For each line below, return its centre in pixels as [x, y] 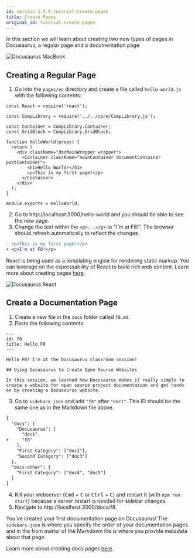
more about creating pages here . [46, 273]
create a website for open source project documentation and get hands [95, 385]
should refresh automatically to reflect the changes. [77, 233]
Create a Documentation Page [62, 303]
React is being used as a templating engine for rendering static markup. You [97, 260]
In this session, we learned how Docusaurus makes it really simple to [95, 380]
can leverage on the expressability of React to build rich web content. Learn [97, 267]
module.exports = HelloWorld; [43, 204]
